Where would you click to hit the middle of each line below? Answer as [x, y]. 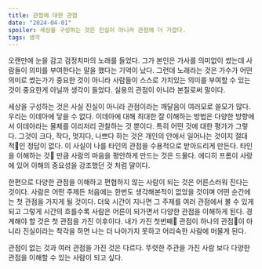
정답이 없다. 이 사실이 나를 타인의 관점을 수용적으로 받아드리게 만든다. [133, 146]
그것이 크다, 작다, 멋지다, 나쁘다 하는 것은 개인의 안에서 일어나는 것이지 [126, 136]
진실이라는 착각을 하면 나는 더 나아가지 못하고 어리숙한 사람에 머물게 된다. [135, 231]
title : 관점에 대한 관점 [43, 15]
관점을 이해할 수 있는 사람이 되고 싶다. [65, 258]
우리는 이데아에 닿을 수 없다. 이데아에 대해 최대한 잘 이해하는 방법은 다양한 [121, 116]
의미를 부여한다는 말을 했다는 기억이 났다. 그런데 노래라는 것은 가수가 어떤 [141, 71]
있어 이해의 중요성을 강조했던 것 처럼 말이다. [83, 165]
